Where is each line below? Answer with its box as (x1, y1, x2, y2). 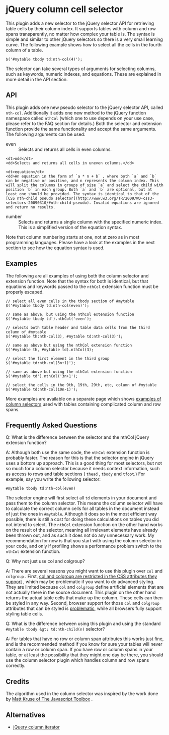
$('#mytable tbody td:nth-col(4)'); (6, 56, 82, 62)
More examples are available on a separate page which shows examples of (6, 395, 161, 402)
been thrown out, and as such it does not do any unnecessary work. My (6, 532, 155, 538)
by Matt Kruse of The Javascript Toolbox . (6, 696, 93, 702)
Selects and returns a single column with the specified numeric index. (18, 218, 163, 225)
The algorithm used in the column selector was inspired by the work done (6, 691, 158, 697)
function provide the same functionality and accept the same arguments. (6, 126, 156, 132)
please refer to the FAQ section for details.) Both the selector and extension (6, 120, 162, 127)
